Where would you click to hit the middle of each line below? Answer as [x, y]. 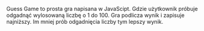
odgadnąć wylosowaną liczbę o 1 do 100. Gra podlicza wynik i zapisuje [96, 15]
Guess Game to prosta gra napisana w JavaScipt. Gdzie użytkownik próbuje [102, 9]
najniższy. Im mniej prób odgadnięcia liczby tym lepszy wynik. [85, 22]
